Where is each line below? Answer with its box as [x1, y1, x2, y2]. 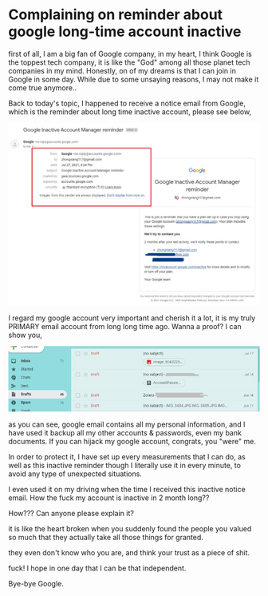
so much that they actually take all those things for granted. [8, 533, 203, 542]
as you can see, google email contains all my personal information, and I [8, 419, 246, 429]
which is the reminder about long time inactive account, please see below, [8, 106, 252, 117]
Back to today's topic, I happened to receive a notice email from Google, [8, 98, 246, 108]
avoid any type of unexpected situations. [8, 469, 142, 479]
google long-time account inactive [8, 22, 242, 41]
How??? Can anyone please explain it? [8, 509, 134, 519]
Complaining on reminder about [8, 6, 223, 24]
